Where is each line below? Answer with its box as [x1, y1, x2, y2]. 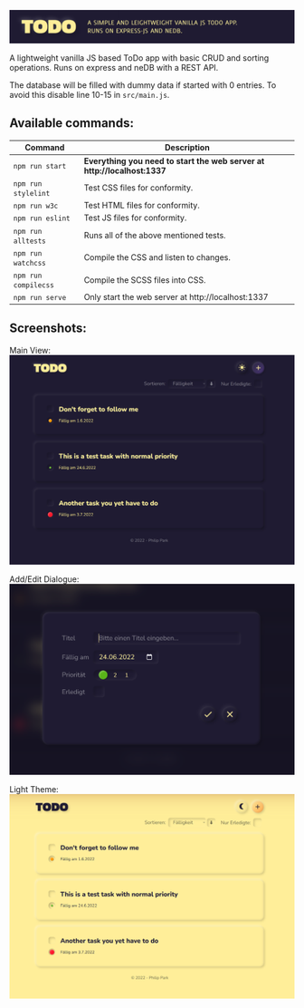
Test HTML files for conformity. [83, 200, 201, 211]
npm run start [13, 162, 67, 171]
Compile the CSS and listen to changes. [83, 252, 231, 263]
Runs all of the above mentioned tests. [83, 230, 226, 241]
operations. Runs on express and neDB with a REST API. [9, 63, 219, 73]
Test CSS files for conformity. [83, 182, 194, 193]
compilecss [13, 281, 54, 290]
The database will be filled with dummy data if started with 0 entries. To [9, 80, 277, 91]
